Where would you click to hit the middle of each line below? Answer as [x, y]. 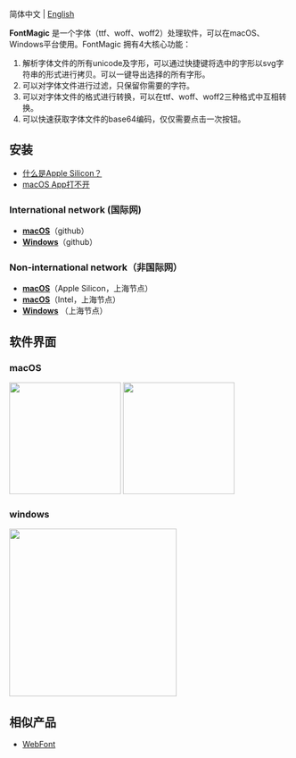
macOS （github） [55, 231]
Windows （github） [60, 242]
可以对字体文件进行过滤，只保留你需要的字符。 [108, 85]
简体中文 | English [42, 14]
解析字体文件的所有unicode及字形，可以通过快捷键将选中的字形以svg [149, 63]
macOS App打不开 [56, 184]
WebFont [39, 745]
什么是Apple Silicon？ [62, 173]
